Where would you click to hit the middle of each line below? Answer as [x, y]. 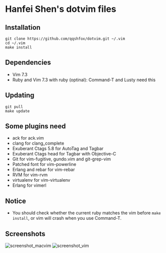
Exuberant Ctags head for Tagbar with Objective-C [64, 154]
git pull [14, 107]
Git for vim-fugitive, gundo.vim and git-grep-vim [61, 159]
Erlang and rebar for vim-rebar [44, 170]
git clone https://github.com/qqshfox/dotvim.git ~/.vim [65, 39]
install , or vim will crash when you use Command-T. [67, 218]
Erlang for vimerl [29, 185]
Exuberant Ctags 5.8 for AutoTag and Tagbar [58, 149]
